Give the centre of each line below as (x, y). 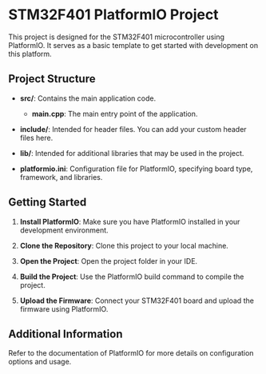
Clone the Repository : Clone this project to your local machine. (124, 245)
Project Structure (52, 79)
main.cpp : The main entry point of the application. (115, 113)
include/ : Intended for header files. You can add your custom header (133, 129)
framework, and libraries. (61, 177)
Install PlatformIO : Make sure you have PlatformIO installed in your (130, 221)
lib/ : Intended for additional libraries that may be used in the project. (132, 153)
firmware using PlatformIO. (64, 308)
